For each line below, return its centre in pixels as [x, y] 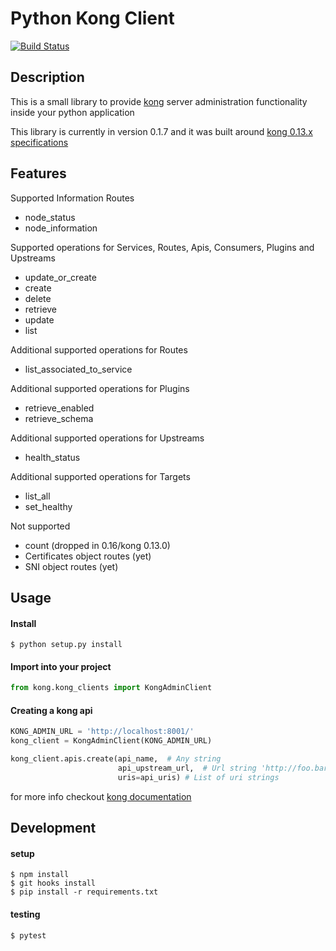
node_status [50, 217]
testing [25, 914]
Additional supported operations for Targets [100, 476]
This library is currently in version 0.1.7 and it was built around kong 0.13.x [161, 131]
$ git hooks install [53, 883]
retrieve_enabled [59, 408]
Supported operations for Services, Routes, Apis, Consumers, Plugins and [162, 247]
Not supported [40, 526]
